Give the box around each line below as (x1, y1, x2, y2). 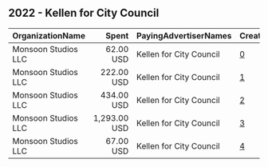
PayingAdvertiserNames (136, 30, 232, 41)
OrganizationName (12, 30, 86, 41)
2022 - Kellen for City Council (8, 6, 160, 20)
